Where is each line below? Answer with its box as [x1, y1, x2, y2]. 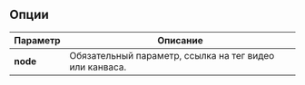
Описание [157, 33, 204, 46]
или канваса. [69, 61, 127, 73]
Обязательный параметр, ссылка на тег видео [69, 49, 275, 61]
